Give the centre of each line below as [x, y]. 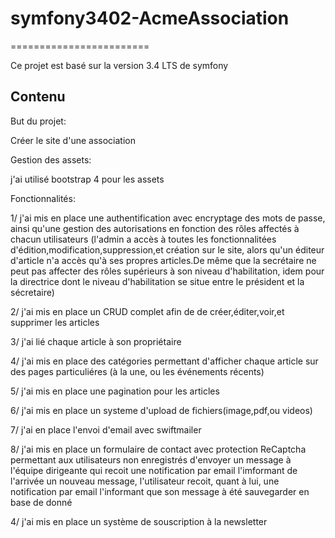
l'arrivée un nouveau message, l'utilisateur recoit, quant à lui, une [145, 481]
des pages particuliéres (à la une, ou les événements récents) [137, 371]
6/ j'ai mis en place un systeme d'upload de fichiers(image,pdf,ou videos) [161, 410]
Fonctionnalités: [43, 198]
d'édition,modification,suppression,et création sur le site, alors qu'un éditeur [167, 249]
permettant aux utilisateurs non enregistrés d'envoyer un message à [151, 459]
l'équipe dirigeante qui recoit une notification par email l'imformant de [154, 470]
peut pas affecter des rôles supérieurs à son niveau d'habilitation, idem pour [167, 271]
